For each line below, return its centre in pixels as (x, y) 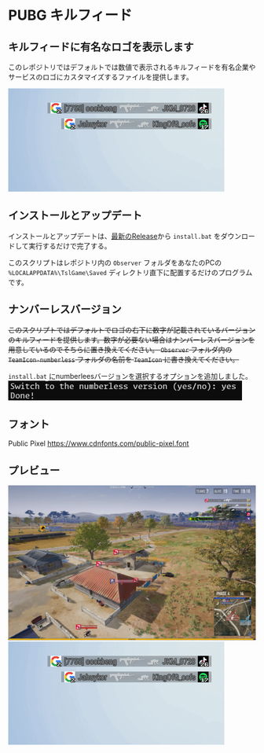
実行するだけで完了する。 (70, 246)
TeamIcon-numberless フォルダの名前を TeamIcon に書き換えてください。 (124, 359)
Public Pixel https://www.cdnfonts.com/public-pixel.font (99, 443)
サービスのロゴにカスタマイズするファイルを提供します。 (101, 77)
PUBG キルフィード (70, 15)
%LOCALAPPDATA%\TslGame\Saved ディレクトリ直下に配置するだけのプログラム (130, 272)
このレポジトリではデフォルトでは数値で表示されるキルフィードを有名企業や (132, 67)
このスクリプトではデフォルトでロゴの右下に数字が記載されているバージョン (132, 329)
